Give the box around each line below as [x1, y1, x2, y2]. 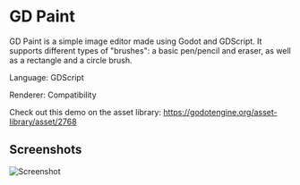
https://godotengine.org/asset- [163, 106, 278, 117]
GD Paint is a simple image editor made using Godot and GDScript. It [9, 36, 262, 46]
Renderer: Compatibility [9, 89, 97, 100]
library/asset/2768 [9, 116, 78, 127]
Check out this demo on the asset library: [9, 106, 162, 117]
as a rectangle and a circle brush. [9, 55, 133, 65]
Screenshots [9, 142, 82, 157]
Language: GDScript [9, 71, 84, 82]
